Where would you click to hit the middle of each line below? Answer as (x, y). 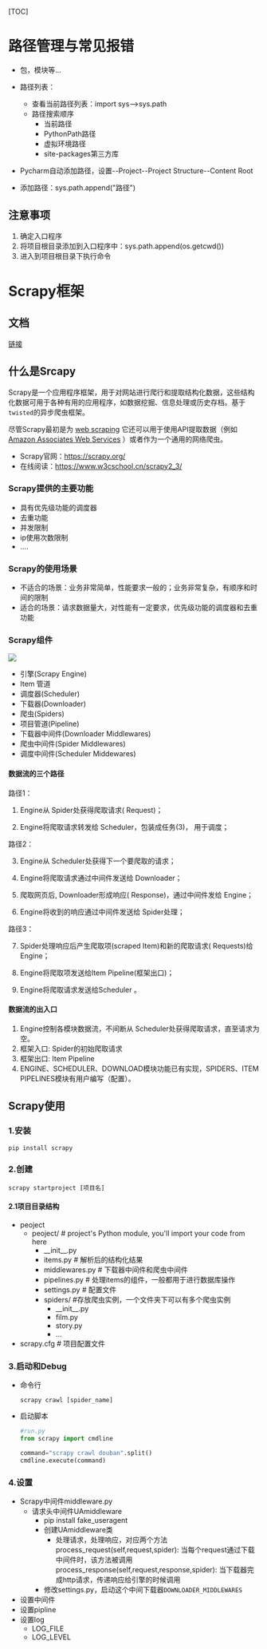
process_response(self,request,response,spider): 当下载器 (151, 1570)
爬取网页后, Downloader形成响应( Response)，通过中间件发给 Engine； (136, 894)
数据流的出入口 (33, 1009)
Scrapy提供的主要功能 (51, 489)
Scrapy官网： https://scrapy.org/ (73, 456)
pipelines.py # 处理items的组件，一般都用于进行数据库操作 (139, 1280)
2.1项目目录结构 (34, 1207)
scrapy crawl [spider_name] (66, 1401)
